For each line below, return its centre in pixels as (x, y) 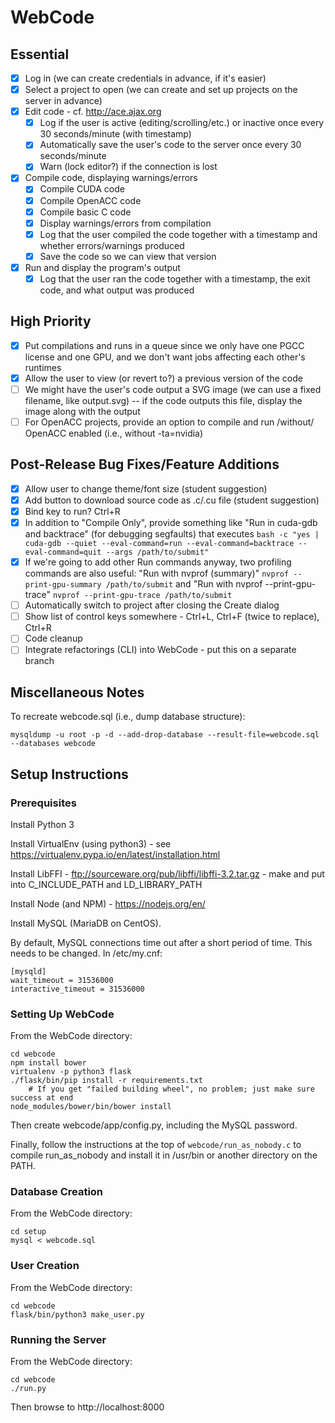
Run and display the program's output (102, 267)
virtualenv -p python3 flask (71, 1072)
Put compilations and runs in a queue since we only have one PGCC (164, 345)
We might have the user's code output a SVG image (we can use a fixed (173, 389)
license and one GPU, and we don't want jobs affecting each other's (165, 357)
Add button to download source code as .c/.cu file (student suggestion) (172, 500)
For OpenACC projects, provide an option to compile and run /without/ (169, 422)
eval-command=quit (63, 552)
